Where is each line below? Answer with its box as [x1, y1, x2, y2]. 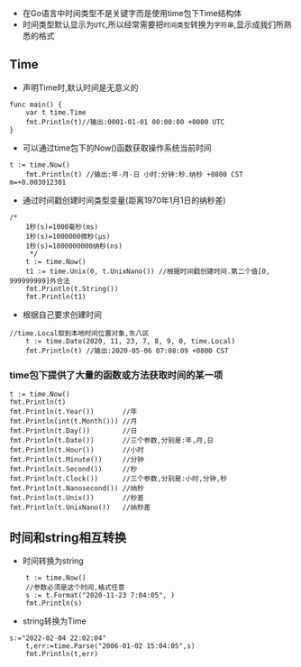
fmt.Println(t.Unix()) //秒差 [9, 494, 144, 503]
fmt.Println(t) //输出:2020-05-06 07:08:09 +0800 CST [25, 346, 229, 355]
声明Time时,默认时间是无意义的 [22, 82, 139, 93]
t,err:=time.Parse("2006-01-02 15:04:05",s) [25, 641, 196, 651]
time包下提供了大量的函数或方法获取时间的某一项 [9, 369, 223, 381]
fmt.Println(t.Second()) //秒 [9, 465, 138, 474]
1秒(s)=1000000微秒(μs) [25, 232, 111, 241]
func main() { [9, 100, 63, 109]
